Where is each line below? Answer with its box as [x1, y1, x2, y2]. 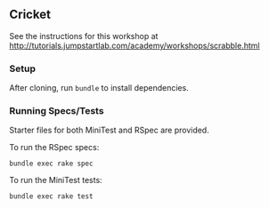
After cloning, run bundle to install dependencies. [9, 83, 189, 93]
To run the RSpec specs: [9, 142, 100, 153]
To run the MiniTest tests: [9, 175, 102, 186]
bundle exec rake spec [9, 159, 94, 168]
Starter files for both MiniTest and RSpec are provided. [9, 124, 209, 136]
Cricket [9, 7, 52, 22]
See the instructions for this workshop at [9, 30, 159, 41]
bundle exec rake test [9, 192, 94, 201]
